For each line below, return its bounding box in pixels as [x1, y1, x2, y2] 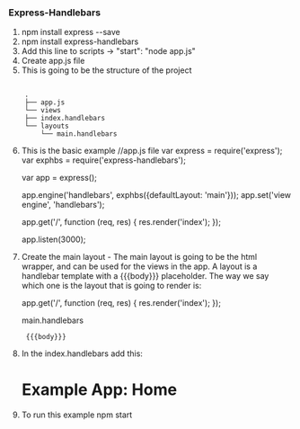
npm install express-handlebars [21, 36, 139, 47]
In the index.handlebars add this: [21, 348, 143, 359]
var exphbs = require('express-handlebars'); [21, 155, 186, 165]
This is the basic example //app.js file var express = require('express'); [21, 146, 283, 156]
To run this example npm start [21, 409, 133, 420]
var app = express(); [21, 173, 98, 183]
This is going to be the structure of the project [21, 65, 192, 76]
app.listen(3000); [21, 234, 86, 245]
